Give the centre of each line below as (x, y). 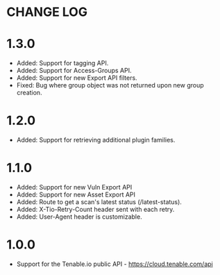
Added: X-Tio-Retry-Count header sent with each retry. (95, 209)
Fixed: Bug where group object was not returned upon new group (110, 85)
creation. (29, 93)
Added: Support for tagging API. (62, 63)
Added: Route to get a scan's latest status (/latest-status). (99, 202)
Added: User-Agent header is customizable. (79, 217)
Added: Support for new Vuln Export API (74, 187)
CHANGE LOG (47, 12)
